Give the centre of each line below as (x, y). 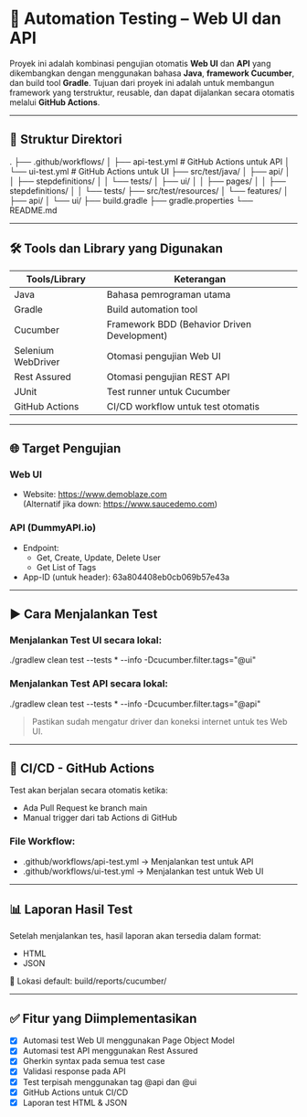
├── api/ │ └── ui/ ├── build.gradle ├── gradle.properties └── (132, 200)
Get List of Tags (66, 567)
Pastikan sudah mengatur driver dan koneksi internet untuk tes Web (159, 721)
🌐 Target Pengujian (65, 448)
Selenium (34, 350)
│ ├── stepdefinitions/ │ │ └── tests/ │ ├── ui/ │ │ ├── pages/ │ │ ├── (148, 181)
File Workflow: (42, 842)
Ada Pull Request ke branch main (85, 808)
